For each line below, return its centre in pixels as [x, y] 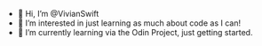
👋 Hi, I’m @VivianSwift [58, 14]
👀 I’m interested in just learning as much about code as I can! [129, 23]
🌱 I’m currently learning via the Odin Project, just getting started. [135, 32]
